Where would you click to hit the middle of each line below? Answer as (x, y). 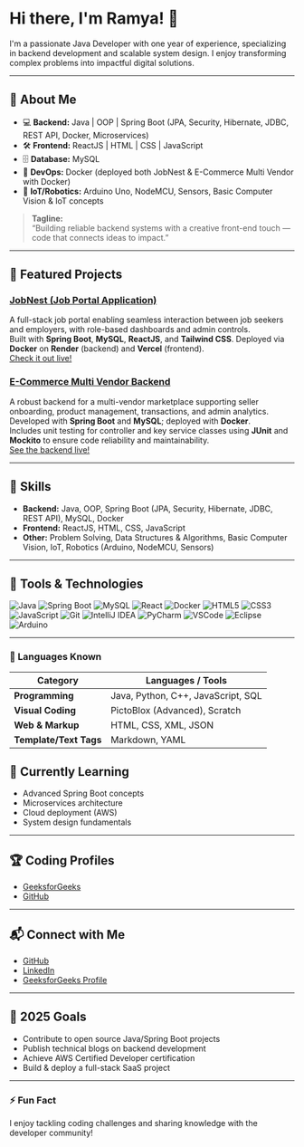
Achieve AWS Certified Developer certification (109, 1057)
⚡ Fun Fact (33, 1100)
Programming (44, 695)
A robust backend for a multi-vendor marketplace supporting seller (134, 401)
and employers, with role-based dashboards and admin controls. (130, 330)
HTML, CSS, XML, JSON (162, 725)
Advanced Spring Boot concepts (83, 793)
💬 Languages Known (56, 657)
